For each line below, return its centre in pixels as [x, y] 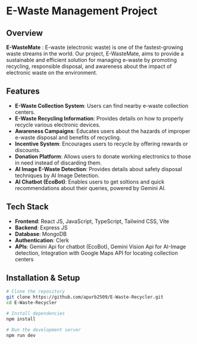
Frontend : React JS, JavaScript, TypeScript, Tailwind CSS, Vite [92, 221]
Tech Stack [27, 207]
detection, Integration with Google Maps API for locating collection [96, 253]
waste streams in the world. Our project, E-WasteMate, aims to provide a [95, 54]
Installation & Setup [43, 278]
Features [23, 92]
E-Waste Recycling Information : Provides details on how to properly [99, 118]
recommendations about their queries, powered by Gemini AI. [90, 188]
